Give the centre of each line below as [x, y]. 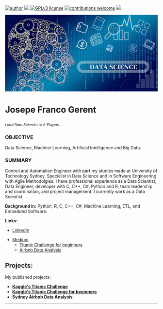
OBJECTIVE [19, 137]
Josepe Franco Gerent [51, 110]
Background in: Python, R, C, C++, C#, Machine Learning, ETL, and [73, 206]
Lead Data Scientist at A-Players [32, 125]
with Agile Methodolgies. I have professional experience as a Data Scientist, [81, 181]
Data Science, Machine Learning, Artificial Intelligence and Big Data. [73, 148]
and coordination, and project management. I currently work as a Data [75, 192]
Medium [20, 240]
